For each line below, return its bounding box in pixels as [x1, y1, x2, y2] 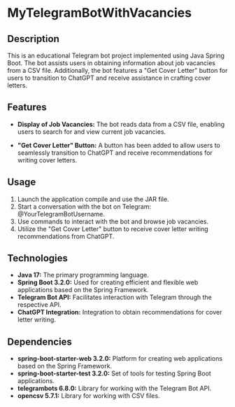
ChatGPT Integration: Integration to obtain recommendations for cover [17, 308, 222, 317]
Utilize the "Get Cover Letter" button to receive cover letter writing [17, 224, 208, 233]
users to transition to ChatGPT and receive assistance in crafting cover [7, 74, 211, 82]
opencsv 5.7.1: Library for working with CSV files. [17, 392, 160, 400]
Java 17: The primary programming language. [17, 271, 149, 280]
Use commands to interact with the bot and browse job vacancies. [17, 217, 208, 226]
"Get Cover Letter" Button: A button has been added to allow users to [17, 141, 220, 149]
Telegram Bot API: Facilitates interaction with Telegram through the [17, 293, 212, 302]
